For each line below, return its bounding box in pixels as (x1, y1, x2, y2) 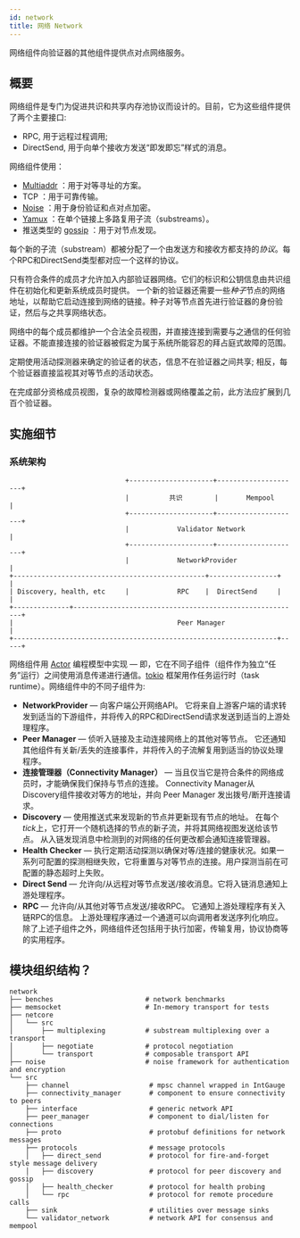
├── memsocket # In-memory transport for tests (9, 1002, 270, 1011)
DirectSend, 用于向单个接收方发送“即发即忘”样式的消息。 (21, 142, 232, 153)
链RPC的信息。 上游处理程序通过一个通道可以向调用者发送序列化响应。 (21, 912, 283, 922)
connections (9, 1119, 54, 1129)
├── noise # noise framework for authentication (9, 1057, 290, 1067)
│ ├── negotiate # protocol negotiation (9, 1042, 234, 1051)
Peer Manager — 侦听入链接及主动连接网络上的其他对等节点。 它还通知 (21, 734, 287, 744)
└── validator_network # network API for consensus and (25, 1213, 274, 1223)
